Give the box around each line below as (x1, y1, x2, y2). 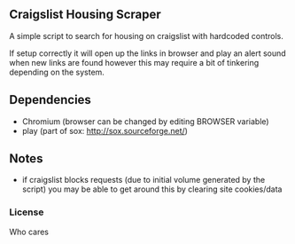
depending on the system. (9, 67, 105, 77)
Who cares (9, 226, 49, 237)
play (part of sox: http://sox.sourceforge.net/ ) (21, 125, 189, 136)
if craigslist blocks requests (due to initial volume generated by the (21, 175, 266, 185)
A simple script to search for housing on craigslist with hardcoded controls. (9, 30, 283, 41)
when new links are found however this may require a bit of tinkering (9, 57, 260, 67)
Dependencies (9, 92, 91, 107)
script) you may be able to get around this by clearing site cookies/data (21, 184, 283, 194)
